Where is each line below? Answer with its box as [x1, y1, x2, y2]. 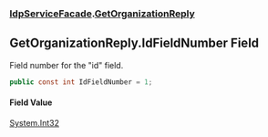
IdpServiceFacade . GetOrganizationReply [9, 7, 196, 20]
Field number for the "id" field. [9, 59, 124, 70]
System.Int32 [9, 117, 59, 128]
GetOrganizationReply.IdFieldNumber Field [9, 36, 260, 51]
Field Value [9, 97, 53, 108]
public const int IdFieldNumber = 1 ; [9, 77, 153, 87]
